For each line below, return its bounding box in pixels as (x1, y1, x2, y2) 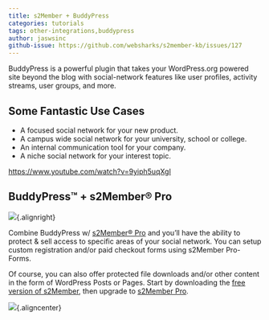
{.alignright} (16, 212, 56, 222)
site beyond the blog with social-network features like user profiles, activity (8, 72, 258, 82)
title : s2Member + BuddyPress (8, 11, 110, 20)
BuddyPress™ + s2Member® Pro (8, 190, 173, 203)
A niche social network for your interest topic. (19, 150, 171, 161)
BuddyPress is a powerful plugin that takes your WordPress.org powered (8, 64, 249, 73)
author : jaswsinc (8, 34, 67, 43)
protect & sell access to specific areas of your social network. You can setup (8, 236, 262, 246)
